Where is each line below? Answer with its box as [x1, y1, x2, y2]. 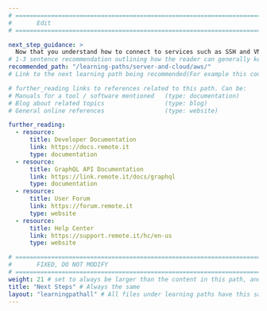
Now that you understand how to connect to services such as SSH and [15, 48, 250, 56]
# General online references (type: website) [8, 106, 219, 115]
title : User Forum [29, 195, 91, 203]
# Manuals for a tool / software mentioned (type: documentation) [8, 92, 240, 100]
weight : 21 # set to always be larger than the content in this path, [8, 275, 247, 283]
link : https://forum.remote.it [29, 202, 133, 210]
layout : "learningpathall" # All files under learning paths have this [8, 290, 250, 298]
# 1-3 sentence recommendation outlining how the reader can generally [8, 56, 250, 63]
